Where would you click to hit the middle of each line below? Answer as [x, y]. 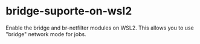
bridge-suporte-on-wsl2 [69, 11]
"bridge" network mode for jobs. [46, 34]
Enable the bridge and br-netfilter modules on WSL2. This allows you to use [100, 28]
